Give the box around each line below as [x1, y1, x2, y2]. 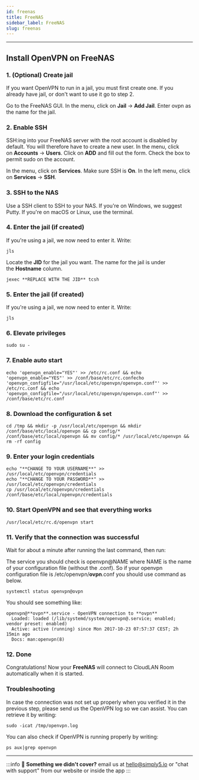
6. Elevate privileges [6, 329, 66, 337]
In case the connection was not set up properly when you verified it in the [6, 698, 186, 706]
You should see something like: [6, 599, 82, 606]
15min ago [6, 631, 31, 637]
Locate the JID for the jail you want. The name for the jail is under [6, 258, 166, 265]
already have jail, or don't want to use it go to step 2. [6, 90, 134, 98]
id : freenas [6, 8, 36, 15]
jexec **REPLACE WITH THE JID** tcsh [6, 276, 99, 283]
